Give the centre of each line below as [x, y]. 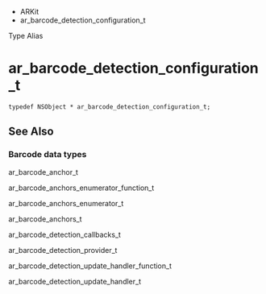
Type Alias [26, 36]
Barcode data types [48, 155]
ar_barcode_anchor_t [44, 172]
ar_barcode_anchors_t [45, 219]
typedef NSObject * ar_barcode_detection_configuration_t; [110, 107]
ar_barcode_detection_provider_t [63, 250]
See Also [31, 132]
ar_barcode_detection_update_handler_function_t [90, 266]
